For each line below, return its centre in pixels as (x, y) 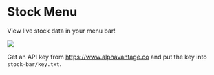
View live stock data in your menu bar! (61, 31)
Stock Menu (42, 12)
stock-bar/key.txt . (34, 64)
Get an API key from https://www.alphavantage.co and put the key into (107, 57)
